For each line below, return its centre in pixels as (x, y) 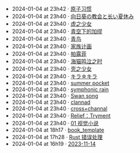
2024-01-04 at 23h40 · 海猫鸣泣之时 (57, 61)
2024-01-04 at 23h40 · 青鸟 (47, 39)
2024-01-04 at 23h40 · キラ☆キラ (55, 76)
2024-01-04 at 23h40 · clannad (51, 102)
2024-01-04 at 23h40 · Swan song (55, 96)
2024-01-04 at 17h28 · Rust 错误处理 (57, 137)
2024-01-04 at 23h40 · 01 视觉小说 (55, 123)
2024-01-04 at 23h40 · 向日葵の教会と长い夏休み (73, 16)
